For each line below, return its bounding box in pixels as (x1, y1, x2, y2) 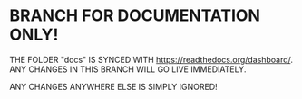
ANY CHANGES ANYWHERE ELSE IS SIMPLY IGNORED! (9, 81, 218, 92)
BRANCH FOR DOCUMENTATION (9, 5, 260, 26)
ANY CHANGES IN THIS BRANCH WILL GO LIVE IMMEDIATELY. (9, 64, 247, 75)
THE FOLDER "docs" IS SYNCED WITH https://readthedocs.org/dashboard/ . (9, 54, 293, 65)
